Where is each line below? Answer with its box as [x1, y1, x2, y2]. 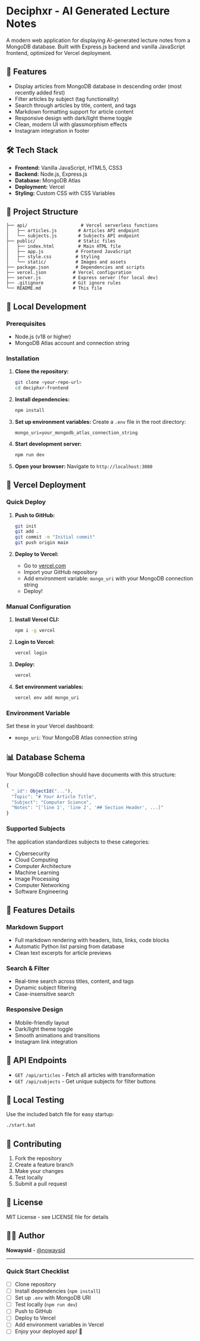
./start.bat [6, 1122, 36, 1128]
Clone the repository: [14, 368, 69, 375]
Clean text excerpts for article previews [14, 949, 112, 957]
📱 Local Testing [6, 1095, 64, 1105]
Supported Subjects [6, 824, 65, 833]
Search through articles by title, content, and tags [14, 102, 137, 109]
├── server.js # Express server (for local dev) [6, 275, 159, 281]
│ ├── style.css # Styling [6, 254, 100, 260]
